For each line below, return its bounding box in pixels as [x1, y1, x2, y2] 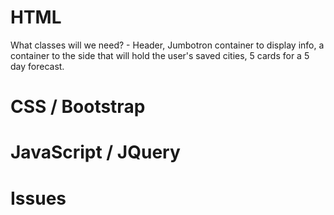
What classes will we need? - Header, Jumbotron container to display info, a [10, 39, 325, 51]
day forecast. [10, 60, 65, 72]
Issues [10, 187, 67, 210]
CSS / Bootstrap [10, 96, 146, 118]
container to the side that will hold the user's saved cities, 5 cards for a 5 [10, 49, 310, 61]
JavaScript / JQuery [10, 141, 181, 164]
